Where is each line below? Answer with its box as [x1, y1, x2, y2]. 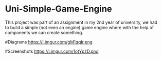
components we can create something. [5, 29, 84, 35]
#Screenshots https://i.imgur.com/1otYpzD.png [5, 48, 99, 54]
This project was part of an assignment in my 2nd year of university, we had [5, 19, 158, 25]
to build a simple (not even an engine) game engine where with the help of [5, 24, 154, 30]
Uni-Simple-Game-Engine [5, 3, 112, 15]
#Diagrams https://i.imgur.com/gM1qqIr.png [5, 39, 92, 44]
